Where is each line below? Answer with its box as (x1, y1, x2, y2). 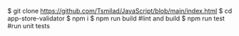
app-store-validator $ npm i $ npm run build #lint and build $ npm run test (7, 14, 225, 23)
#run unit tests (7, 22, 50, 30)
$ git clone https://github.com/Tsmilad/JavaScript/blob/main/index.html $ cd (7, 7, 233, 15)
